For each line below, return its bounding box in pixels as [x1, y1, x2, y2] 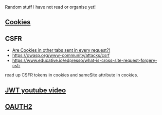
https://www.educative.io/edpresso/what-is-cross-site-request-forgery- [12, 57, 157, 63]
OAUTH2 [5, 102, 33, 111]
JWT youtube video [5, 86, 66, 94]
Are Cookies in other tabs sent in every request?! [12, 47, 110, 53]
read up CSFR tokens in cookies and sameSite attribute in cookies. [5, 72, 139, 78]
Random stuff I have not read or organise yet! [5, 4, 96, 10]
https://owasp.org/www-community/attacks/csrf [12, 53, 110, 58]
